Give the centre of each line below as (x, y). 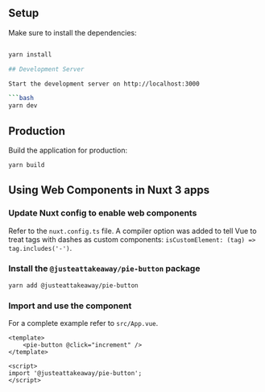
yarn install (30, 54)
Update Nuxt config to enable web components (103, 213)
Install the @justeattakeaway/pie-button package (104, 269)
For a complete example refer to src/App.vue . (83, 323)
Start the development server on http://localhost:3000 (104, 84)
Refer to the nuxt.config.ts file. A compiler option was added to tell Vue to (132, 231)
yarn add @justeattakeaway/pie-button (73, 286)
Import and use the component (70, 306)
